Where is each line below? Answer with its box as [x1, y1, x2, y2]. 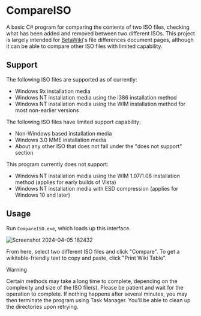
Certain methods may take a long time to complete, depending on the [6, 277, 178, 285]
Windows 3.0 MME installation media [14, 136, 107, 143]
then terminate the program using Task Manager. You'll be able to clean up [6, 296, 191, 303]
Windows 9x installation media [14, 88, 91, 95]
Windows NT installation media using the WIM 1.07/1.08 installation [14, 172, 180, 179]
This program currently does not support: [6, 160, 109, 168]
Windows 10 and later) [14, 191, 71, 198]
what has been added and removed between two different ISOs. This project [6, 29, 195, 37]
